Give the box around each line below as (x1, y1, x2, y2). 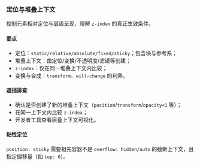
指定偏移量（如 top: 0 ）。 (6, 153, 69, 160)
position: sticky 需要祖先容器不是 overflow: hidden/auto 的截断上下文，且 (6, 145, 194, 152)
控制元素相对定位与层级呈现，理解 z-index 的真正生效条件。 (6, 20, 154, 28)
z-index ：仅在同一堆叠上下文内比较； (14, 64, 108, 71)
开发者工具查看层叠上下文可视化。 (14, 116, 99, 123)
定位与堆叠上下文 (6, 5, 56, 13)
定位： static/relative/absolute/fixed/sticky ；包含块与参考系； (14, 49, 178, 56)
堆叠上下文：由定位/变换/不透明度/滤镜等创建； (14, 57, 131, 64)
